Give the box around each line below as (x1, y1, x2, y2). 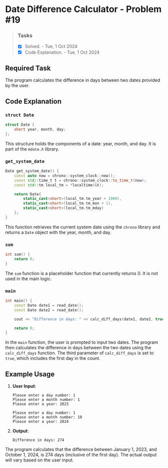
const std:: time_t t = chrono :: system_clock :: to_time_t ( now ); (14, 178, 146, 183)
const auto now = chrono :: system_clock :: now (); (14, 173, 115, 178)
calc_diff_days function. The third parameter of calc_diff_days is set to (5, 350, 154, 356)
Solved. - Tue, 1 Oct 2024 (24, 44, 78, 50)
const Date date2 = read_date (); (14, 307, 84, 313)
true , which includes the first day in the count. (5, 355, 101, 361)
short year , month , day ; (14, 127, 66, 132)
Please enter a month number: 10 (12, 415, 82, 420)
